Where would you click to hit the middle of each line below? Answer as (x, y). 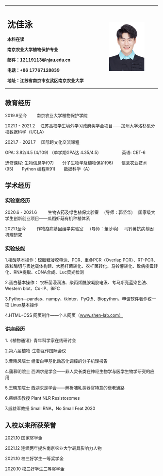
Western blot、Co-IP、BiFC (33, 288)
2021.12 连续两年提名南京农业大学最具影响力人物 (53, 448)
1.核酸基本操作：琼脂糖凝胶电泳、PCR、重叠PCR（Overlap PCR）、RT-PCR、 (81, 260)
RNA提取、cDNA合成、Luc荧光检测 (49, 272)
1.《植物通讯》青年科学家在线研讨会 (41, 340)
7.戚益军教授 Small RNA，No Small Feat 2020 (50, 408)
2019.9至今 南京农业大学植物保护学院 (46, 115)
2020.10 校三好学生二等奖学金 (35, 469)
